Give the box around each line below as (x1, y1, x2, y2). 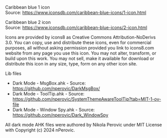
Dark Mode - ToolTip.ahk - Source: (12, 91, 85, 96)
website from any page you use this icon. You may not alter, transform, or (5, 50, 156, 56)
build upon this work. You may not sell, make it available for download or (5, 55, 154, 61)
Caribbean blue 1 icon (5, 4, 50, 10)
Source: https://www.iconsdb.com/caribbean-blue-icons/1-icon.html (5, 9, 146, 15)
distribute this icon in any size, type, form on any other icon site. (5, 61, 137, 66)
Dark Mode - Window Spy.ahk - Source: (12, 107, 95, 112)
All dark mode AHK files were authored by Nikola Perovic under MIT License (5, 122, 162, 127)
